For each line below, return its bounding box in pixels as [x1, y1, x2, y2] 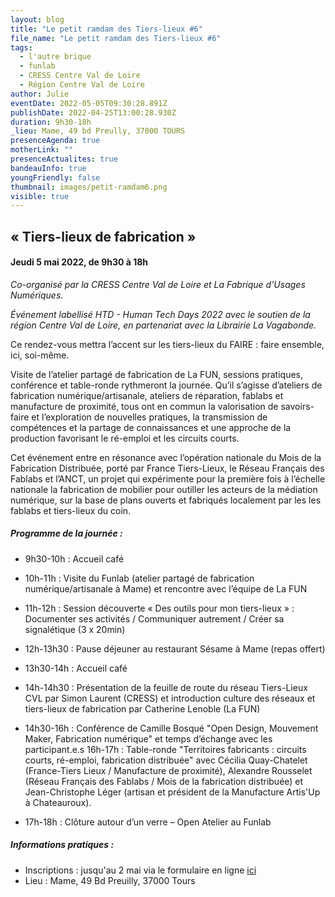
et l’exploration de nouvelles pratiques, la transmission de [31, 411, 268, 423]
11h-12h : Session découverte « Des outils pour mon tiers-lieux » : [24, 602, 295, 614]
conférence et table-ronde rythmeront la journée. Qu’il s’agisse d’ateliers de [10, 379, 323, 391]
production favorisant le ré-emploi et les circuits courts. [10, 432, 240, 444]
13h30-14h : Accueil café [24, 662, 128, 674]
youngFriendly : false [10, 172, 101, 183]
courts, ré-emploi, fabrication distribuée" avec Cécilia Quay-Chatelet [24, 754, 308, 766]
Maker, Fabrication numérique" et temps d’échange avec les [24, 732, 273, 745]
